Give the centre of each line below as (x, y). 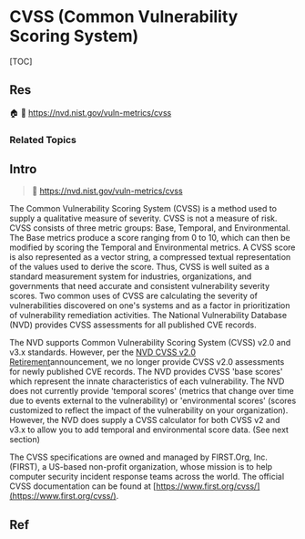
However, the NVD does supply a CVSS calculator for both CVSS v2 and (145, 420)
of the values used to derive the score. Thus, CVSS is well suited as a (140, 267)
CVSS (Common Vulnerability (124, 17)
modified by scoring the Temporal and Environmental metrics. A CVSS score (152, 247)
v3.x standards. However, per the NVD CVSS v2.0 (103, 352)
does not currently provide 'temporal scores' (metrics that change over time (152, 391)
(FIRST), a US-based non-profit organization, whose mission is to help (141, 467)
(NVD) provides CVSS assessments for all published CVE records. (133, 325)
